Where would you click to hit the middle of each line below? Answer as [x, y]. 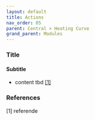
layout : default [26, 12]
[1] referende [22, 110]
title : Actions [25, 17]
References [23, 98]
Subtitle [16, 69]
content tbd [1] [33, 82]
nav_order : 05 [24, 23]
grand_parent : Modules [34, 34]
